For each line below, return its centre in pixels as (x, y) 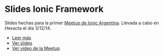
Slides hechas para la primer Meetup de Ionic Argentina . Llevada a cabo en (82, 23)
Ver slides (22, 43)
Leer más (21, 38)
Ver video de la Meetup (36, 48)
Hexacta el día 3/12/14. (28, 28)
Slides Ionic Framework (54, 9)
